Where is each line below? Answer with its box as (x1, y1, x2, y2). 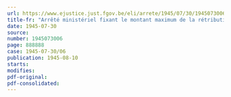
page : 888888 (7, 42, 45, 48)
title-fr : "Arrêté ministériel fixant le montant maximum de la (7, 16, 195, 23)
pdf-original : (7, 73, 48, 81)
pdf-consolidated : (7, 80, 60, 87)
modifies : (7, 67, 36, 74)
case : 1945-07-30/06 (7, 48, 67, 55)
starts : (7, 61, 30, 68)
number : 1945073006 (7, 36, 63, 42)
